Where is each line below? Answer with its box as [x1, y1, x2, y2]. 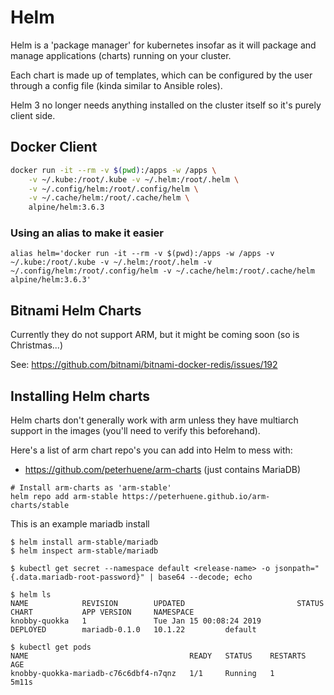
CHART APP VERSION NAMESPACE [10, 607, 195, 618]
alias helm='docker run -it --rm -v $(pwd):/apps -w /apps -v [10, 249, 275, 259]
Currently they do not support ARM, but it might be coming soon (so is [10, 329, 300, 341]
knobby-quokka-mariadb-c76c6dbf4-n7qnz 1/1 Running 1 [10, 669, 275, 679]
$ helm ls [10, 590, 52, 600]
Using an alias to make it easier [10, 226, 165, 240]
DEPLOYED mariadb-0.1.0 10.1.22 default [10, 625, 257, 635]
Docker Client [10, 139, 98, 156]
